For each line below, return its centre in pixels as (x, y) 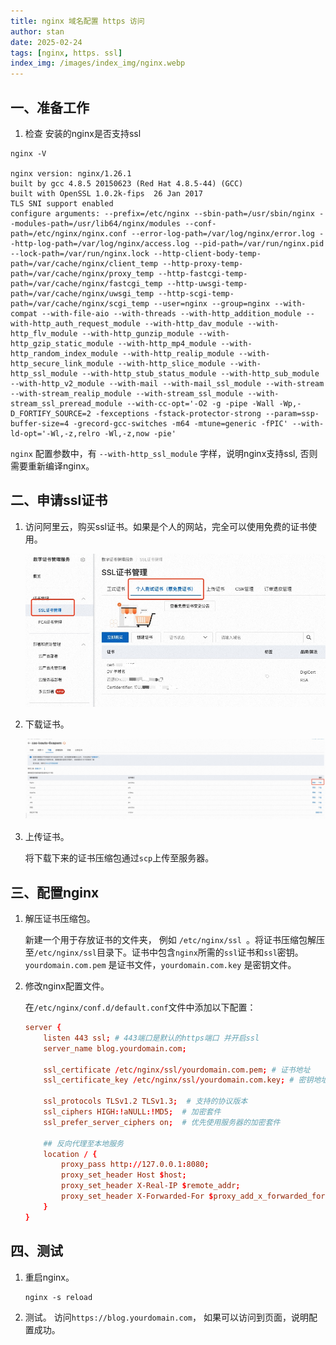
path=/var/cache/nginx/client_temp (84, 263)
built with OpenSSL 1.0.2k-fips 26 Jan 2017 (106, 193)
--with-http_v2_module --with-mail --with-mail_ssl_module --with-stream (167, 383)
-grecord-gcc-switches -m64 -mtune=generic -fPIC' (180, 423)
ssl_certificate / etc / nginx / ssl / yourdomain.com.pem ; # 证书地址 (177, 1070)
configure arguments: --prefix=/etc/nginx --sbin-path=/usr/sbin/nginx (162, 213)
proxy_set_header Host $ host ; (124, 1175)
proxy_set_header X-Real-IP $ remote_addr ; (151, 1186)
